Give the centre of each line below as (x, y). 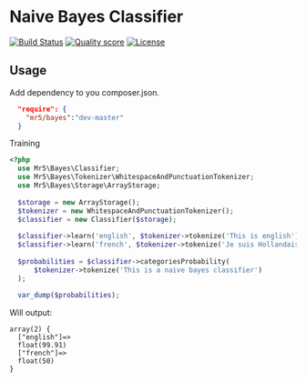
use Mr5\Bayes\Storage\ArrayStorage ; (89, 186)
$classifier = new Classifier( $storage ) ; (97, 219)
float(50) (36, 361)
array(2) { (30, 329)
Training (25, 144)
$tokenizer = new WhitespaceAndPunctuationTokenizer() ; (126, 211)
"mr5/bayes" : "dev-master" (75, 117)
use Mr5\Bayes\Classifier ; (69, 169)
